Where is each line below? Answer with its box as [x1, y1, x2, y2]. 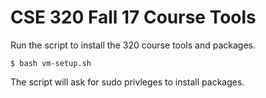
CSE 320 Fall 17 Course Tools [10, 6, 257, 29]
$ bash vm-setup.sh [10, 58, 92, 68]
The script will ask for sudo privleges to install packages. [10, 76, 245, 88]
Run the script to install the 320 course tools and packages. [10, 39, 257, 51]
